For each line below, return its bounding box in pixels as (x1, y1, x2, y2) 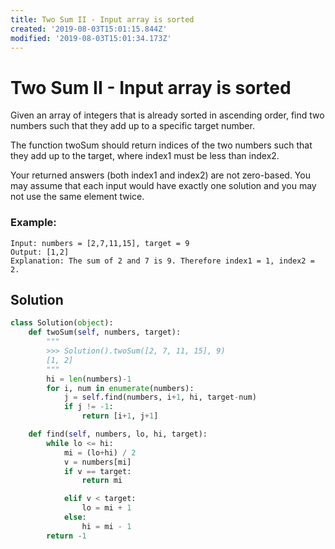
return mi (81, 476, 123, 486)
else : (63, 512, 87, 523)
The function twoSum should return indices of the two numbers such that (10, 139, 313, 151)
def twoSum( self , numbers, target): (28, 327, 182, 338)
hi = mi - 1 (81, 521, 132, 531)
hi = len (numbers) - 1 (46, 374, 132, 384)
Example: (10, 216, 57, 230)
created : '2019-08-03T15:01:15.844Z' (10, 24, 168, 34)
